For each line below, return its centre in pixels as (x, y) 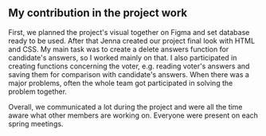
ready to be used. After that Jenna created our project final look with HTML (132, 41)
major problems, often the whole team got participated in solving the (121, 83)
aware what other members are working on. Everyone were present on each (133, 115)
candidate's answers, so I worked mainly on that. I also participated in (123, 57)
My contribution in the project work (98, 13)
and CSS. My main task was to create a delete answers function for (119, 49)
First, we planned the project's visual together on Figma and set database (129, 32)
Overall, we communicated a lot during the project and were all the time (125, 107)
